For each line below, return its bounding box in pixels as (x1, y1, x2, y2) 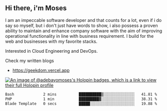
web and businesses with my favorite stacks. (5, 38, 98, 44)
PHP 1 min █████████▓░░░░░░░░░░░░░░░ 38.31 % (5, 97, 157, 102)
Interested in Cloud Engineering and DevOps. (5, 48, 98, 54)
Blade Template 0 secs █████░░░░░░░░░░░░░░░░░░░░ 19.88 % (5, 101, 157, 106)
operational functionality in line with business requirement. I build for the (5, 33, 154, 39)
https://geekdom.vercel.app (12, 67, 70, 73)
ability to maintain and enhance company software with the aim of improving (5, 27, 163, 34)
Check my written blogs (5, 57, 54, 64)
